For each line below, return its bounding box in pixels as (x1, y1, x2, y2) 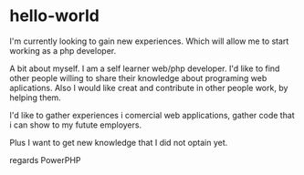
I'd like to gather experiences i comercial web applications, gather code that (9, 109, 295, 120)
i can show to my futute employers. (9, 119, 142, 130)
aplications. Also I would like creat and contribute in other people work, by (9, 82, 288, 93)
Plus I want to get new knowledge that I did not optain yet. (9, 137, 228, 148)
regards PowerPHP (9, 154, 81, 165)
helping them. (9, 92, 61, 103)
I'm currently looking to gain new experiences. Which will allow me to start (9, 36, 289, 46)
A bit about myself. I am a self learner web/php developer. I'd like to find (9, 63, 280, 74)
